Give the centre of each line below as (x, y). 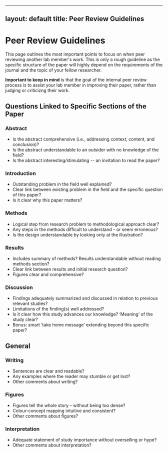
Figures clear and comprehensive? (48, 274)
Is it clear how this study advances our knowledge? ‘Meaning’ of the (83, 314)
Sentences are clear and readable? (48, 371)
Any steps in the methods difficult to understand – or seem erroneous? (85, 229)
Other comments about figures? (45, 416)
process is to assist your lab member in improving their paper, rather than (81, 85)
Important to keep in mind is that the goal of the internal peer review (76, 80)
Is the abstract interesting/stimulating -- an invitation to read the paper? (86, 160)
